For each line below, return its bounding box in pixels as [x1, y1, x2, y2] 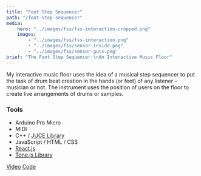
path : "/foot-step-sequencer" [6, 15, 83, 21]
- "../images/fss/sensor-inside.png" [28, 43, 123, 49]
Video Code [6, 163, 36, 170]
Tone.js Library [15, 151, 53, 158]
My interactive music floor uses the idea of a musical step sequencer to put [6, 70, 196, 78]
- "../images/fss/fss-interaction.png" [28, 37, 129, 43]
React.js [15, 144, 36, 152]
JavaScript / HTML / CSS [15, 138, 78, 146]
